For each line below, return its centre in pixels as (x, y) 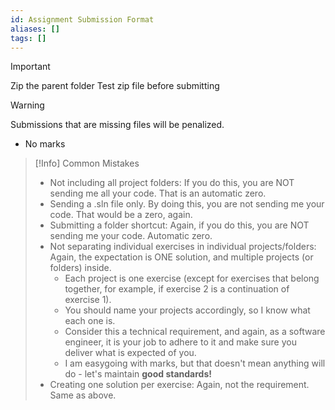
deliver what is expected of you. (130, 353)
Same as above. (83, 395)
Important (30, 67)
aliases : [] (35, 29)
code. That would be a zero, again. (121, 215)
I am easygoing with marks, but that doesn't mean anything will (195, 363)
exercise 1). (88, 300)
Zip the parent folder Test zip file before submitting (115, 86)
